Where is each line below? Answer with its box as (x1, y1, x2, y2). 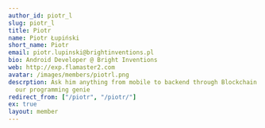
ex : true (8, 100, 37, 108)
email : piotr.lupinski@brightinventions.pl (8, 48, 155, 56)
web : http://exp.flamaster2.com (8, 64, 115, 72)
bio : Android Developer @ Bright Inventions (8, 56, 158, 64)
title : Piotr (8, 26, 52, 34)
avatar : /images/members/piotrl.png (8, 71, 129, 79)
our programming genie (15, 85, 90, 94)
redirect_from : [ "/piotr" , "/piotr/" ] (8, 93, 136, 101)
